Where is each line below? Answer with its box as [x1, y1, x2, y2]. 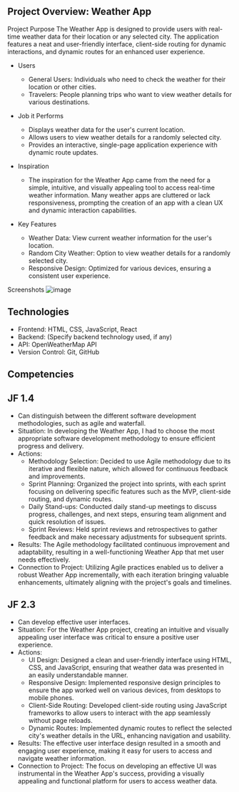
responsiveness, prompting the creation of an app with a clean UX [28, 198, 223, 207]
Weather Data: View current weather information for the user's [28, 233, 213, 242]
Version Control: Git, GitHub [17, 347, 100, 356]
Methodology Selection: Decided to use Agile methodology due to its [28, 456, 231, 466]
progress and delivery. [17, 441, 84, 450]
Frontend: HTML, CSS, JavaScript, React [17, 324, 138, 334]
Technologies [7, 306, 70, 318]
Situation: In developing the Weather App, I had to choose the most [17, 426, 215, 435]
